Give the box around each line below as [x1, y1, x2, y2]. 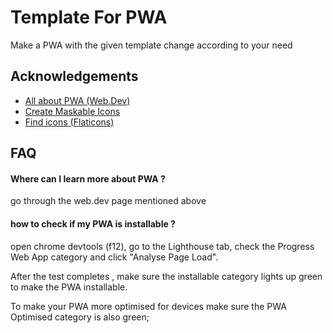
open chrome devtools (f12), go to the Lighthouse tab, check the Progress [10, 240, 315, 252]
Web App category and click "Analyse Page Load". [10, 251, 219, 263]
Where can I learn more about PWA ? [10, 172, 166, 185]
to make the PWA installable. [10, 281, 128, 293]
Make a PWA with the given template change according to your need [10, 39, 293, 51]
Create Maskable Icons [24, 105, 121, 117]
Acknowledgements [10, 68, 139, 85]
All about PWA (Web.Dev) [24, 94, 131, 106]
